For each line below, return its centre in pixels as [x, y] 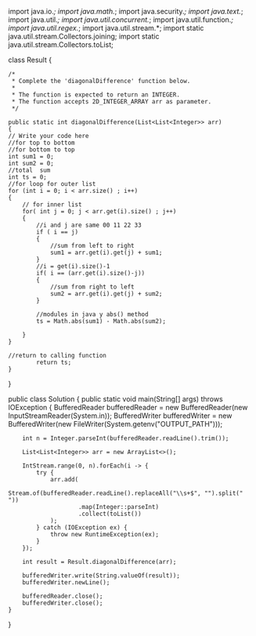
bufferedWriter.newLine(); [66, 583]
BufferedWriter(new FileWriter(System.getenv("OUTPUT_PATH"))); [115, 424]
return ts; [54, 362]
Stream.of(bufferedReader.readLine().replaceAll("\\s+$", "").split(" [126, 493]
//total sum [29, 170]
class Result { [30, 60]
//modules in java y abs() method [92, 314]
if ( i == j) [58, 232]
